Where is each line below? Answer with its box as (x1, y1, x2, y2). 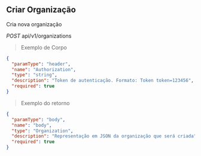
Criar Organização (6, 5, 76, 15)
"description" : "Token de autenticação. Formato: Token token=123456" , (11, 78, 194, 84)
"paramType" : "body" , (11, 117, 66, 123)
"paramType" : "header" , (11, 61, 71, 67)
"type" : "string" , (11, 72, 58, 78)
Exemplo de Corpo (20, 44, 68, 51)
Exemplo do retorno (20, 99, 70, 106)
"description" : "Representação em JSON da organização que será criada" (11, 133, 197, 139)
